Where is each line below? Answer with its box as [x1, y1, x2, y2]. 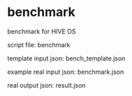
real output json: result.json [7, 81, 86, 89]
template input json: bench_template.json [7, 54, 126, 63]
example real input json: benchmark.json [7, 67, 124, 76]
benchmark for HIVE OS [7, 27, 76, 35]
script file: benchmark [7, 40, 71, 49]
